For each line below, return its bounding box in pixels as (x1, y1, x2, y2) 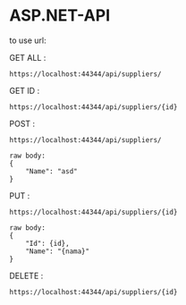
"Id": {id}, (25, 239, 70, 248)
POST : (9, 118, 36, 129)
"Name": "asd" (25, 166, 78, 175)
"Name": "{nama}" (25, 247, 90, 256)
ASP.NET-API (9, 5, 111, 26)
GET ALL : (9, 52, 46, 63)
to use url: (9, 35, 46, 46)
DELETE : (9, 270, 44, 281)
